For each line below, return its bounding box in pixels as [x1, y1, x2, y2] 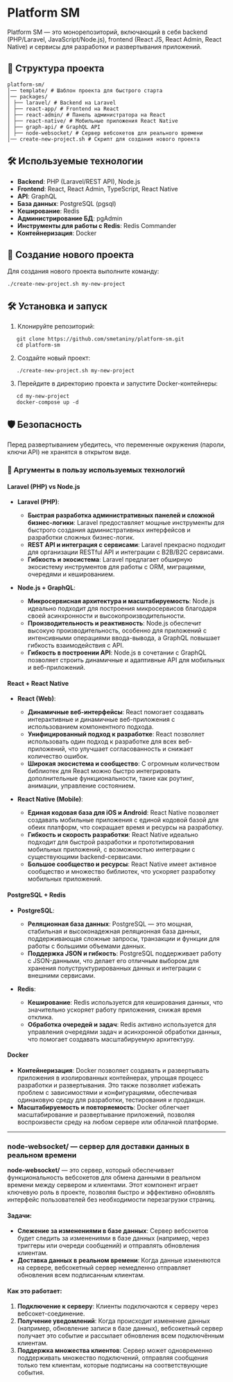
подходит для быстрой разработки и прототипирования [27, 838, 194, 847]
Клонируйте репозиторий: [17, 322, 95, 331]
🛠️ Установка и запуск [7, 300, 107, 312]
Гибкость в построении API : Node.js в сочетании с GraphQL [27, 648, 207, 657]
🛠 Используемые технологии [7, 155, 144, 167]
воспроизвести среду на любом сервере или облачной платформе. [17, 1118, 219, 1126]
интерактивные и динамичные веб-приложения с [27, 716, 175, 724]
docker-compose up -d [16, 399, 79, 406]
